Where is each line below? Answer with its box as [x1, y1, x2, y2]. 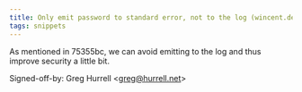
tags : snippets [9, 21, 67, 30]
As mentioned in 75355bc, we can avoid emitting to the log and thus [9, 46, 262, 56]
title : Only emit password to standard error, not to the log [9, 13, 247, 22]
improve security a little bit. [9, 55, 111, 66]
